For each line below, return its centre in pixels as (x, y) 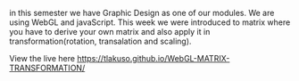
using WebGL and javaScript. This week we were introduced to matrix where (150, 22)
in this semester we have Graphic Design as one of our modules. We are (142, 13)
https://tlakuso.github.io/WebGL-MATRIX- (154, 58)
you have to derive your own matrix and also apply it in (110, 32)
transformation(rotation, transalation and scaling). (100, 41)
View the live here (42, 58)
